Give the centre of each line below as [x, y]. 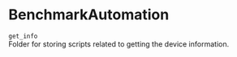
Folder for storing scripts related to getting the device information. [119, 44]
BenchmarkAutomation [89, 15]
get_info [23, 36]
